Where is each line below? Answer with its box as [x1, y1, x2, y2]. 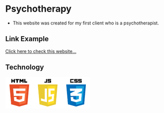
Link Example [5, 35, 49, 43]
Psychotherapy [5, 3, 72, 15]
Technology [5, 63, 44, 72]
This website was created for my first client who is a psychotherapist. [12, 20, 159, 26]
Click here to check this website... [5, 48, 77, 54]
